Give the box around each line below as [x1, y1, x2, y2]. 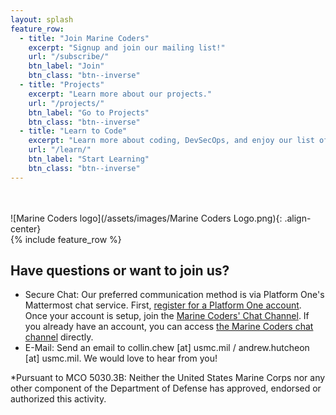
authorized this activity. [10, 393, 107, 405]
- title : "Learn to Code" [19, 126, 128, 136]
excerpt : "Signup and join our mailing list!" [28, 42, 226, 53]
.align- [284, 212, 312, 224]
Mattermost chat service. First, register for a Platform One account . [24, 299, 302, 311]
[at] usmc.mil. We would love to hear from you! [24, 352, 218, 365]
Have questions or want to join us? [10, 262, 230, 280]
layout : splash [10, 14, 74, 25]
